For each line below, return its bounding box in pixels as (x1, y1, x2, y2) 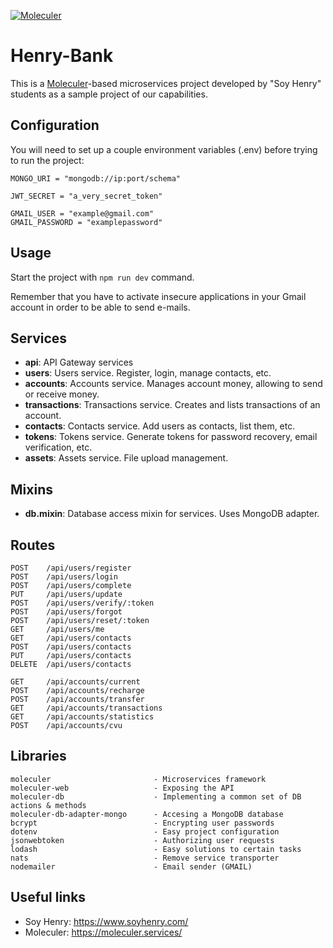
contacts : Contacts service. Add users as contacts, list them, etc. (24, 420, 296, 432)
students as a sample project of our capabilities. (10, 88, 208, 100)
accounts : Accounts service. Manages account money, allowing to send (24, 378, 323, 390)
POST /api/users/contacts (10, 642, 132, 652)
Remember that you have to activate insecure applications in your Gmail (10, 290, 307, 302)
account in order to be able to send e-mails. (10, 301, 191, 313)
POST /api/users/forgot (10, 607, 123, 617)
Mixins (10, 481, 53, 498)
